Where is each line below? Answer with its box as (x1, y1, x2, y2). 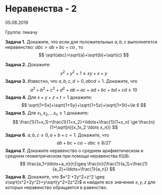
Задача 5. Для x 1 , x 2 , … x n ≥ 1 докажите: (5, 110, 89, 117)
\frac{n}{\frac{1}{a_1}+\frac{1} (87, 161, 148, 167)
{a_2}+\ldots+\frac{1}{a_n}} (52, 166, 109, 172)
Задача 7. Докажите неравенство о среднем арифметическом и (5, 148, 144, 154)
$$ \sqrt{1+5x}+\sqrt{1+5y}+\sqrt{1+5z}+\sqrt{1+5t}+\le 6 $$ (21, 102, 147, 108)
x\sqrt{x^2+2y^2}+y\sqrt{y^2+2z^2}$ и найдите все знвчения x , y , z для (5, 179, 156, 185)
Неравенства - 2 (5, 3, 77, 14)
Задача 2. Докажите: (5, 61, 51, 67)
